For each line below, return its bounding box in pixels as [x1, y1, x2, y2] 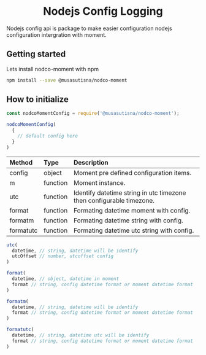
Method [9, 158, 33, 166]
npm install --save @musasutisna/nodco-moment [6, 77, 128, 84]
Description [73, 158, 109, 166]
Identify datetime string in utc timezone [73, 189, 186, 197]
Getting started [6, 49, 66, 60]
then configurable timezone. [73, 196, 155, 205]
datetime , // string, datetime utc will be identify [12, 332, 150, 338]
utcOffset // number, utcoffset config [12, 253, 114, 259]
